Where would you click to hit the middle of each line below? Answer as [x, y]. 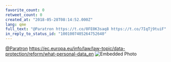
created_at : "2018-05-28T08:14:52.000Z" [49, 19]
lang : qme [16, 24]
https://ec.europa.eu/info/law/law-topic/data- [77, 48]
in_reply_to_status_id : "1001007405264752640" [56, 34]
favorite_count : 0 [25, 10]
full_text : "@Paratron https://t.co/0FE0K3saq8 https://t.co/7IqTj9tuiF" [86, 29]
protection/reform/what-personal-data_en [50, 54]
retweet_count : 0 [24, 15]
